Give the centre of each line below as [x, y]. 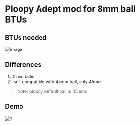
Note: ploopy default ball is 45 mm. [52, 91]
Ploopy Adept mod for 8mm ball [70, 9]
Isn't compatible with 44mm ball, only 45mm [57, 81]
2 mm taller [23, 76]
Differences [23, 65]
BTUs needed [26, 38]
